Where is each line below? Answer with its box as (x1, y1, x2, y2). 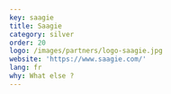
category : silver (9, 30, 75, 38)
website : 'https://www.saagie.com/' (9, 55, 147, 64)
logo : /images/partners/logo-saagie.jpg (9, 47, 164, 56)
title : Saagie (9, 21, 63, 30)
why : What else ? (9, 72, 75, 81)
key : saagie (9, 13, 54, 22)
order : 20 (9, 38, 47, 47)
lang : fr (9, 64, 42, 73)
